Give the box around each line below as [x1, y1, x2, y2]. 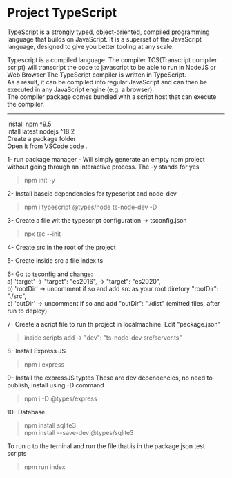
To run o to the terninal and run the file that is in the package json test [7, 441, 206, 450]
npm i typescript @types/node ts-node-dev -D [23, 203, 157, 211]
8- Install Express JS [7, 347, 66, 355]
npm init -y [23, 176, 55, 184]
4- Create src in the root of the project [7, 243, 116, 251]
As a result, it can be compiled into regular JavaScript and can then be [7, 77, 208, 86]
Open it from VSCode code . [7, 142, 88, 150]
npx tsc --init [23, 230, 61, 238]
